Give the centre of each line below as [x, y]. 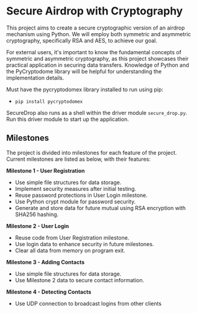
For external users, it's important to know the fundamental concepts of [94, 52]
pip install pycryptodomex [49, 101]
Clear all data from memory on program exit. [70, 250]
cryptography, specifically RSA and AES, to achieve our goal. [82, 40]
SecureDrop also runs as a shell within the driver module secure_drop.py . [97, 113]
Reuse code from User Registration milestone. [72, 237]
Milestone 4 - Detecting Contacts [49, 292]
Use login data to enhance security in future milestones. [84, 244]
